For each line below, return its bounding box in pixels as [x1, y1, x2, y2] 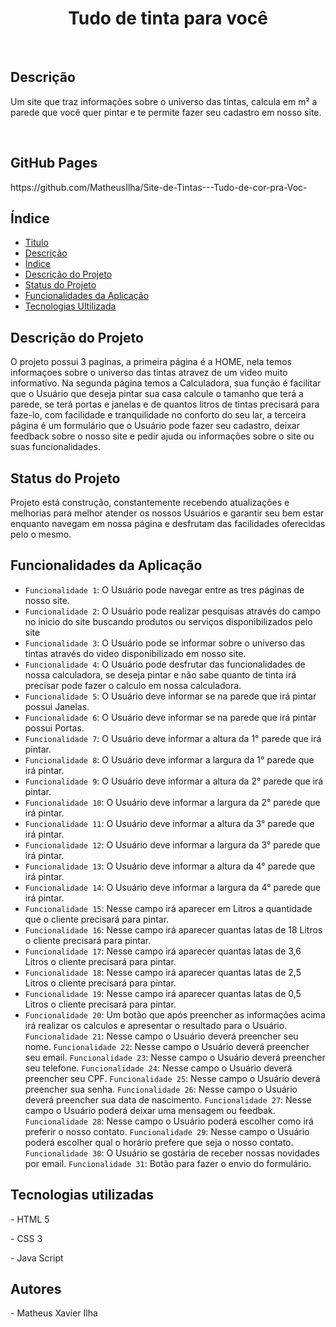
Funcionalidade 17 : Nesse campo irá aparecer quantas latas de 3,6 [24, 945, 302, 957]
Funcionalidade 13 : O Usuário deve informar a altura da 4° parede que [24, 860, 316, 872]
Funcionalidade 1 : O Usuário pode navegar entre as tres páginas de [24, 583, 305, 596]
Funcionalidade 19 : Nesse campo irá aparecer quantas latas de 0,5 [24, 987, 302, 999]
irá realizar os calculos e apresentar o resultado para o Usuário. [24, 1019, 288, 1031]
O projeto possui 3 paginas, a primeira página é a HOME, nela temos [10, 356, 292, 368]
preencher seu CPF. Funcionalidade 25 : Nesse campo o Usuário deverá [24, 1072, 321, 1084]
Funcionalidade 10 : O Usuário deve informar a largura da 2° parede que [24, 796, 321, 808]
